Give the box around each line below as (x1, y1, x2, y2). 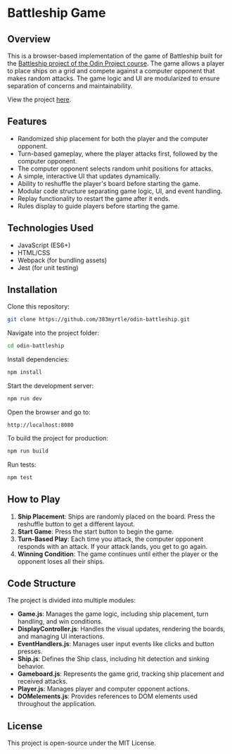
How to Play (7, 493, 61, 505)
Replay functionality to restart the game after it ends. (17, 194, 171, 202)
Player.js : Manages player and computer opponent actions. (17, 685, 190, 693)
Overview (7, 33, 51, 45)
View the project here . (7, 95, 72, 104)
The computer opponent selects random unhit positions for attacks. (17, 164, 214, 173)
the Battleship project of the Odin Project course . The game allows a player (7, 59, 225, 68)
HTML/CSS (17, 248, 51, 257)
